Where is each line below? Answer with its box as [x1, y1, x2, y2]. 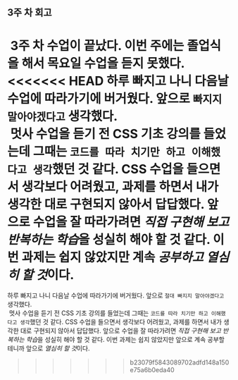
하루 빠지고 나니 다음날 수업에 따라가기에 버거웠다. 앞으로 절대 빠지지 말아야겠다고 [7, 291, 225, 300]
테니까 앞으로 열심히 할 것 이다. [7, 344, 90, 353]
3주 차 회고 [7, 6, 52, 19]
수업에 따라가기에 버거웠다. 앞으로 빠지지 [7, 90, 223, 106]
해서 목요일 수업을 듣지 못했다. [21, 55, 185, 71]
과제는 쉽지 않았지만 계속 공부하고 [21, 249, 204, 265]
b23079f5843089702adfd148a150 [130, 358, 230, 367]
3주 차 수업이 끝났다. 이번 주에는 [10, 37, 184, 54]
